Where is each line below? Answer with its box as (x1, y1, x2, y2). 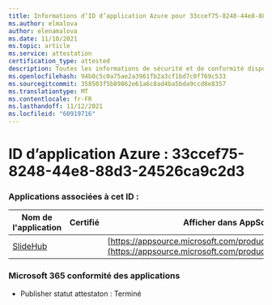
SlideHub (12, 241, 48, 252)
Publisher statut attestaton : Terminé (19, 289, 142, 299)
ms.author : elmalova (8, 19, 79, 28)
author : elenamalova (8, 27, 79, 35)
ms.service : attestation (8, 49, 92, 58)
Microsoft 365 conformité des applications (8, 270, 181, 281)
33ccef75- (171, 145, 245, 163)
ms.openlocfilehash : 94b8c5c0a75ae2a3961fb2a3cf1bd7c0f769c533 (8, 72, 227, 80)
